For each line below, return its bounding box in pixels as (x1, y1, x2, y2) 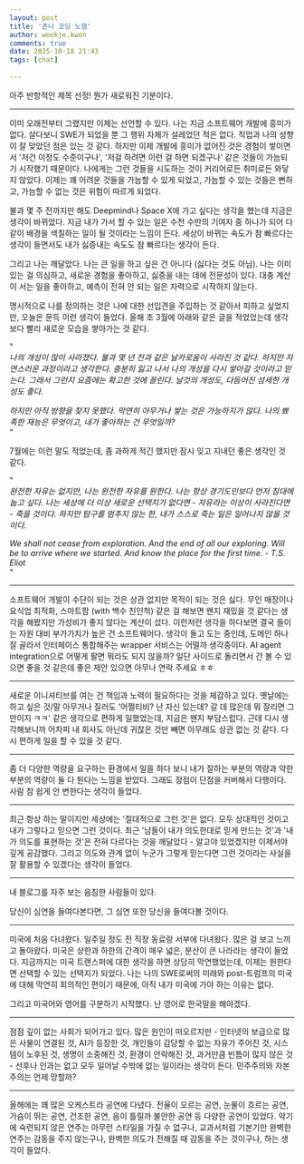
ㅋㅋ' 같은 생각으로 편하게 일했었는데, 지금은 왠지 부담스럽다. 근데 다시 (33, 712, 280, 723)
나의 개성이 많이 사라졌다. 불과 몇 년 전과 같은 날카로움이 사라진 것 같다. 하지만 (9, 351, 284, 363)
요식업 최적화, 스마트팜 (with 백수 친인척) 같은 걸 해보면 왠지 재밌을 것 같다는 (9, 605, 279, 616)
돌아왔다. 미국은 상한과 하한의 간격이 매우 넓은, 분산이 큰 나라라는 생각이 (18, 944, 272, 955)
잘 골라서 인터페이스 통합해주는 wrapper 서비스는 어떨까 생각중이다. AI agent (9, 639, 282, 650)
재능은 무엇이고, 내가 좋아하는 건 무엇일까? (25, 416, 176, 427)
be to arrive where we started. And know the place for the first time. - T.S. (9, 547, 286, 558)
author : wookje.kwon (9, 30, 88, 39)
